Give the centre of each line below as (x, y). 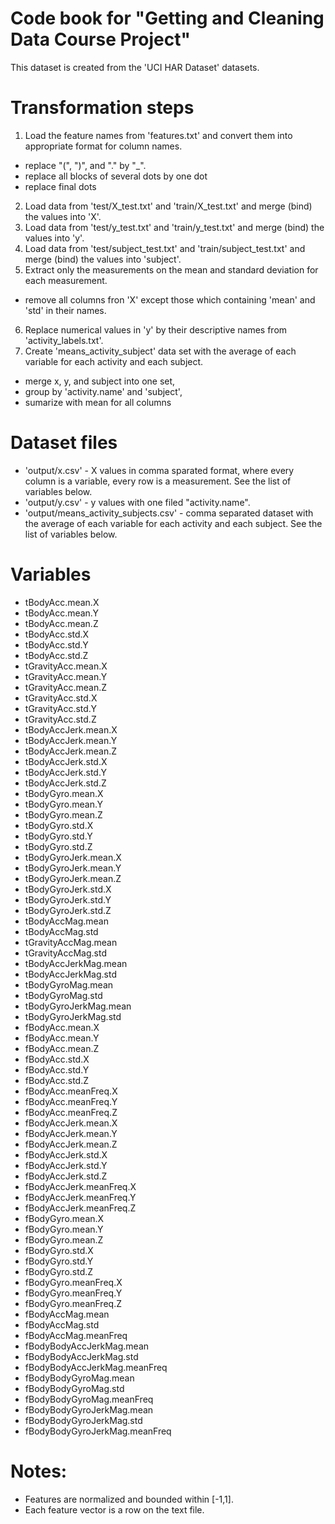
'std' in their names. (65, 310)
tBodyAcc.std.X (57, 634)
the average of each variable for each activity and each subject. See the (173, 523)
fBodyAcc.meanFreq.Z (71, 1112)
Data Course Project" (100, 39)
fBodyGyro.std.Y (59, 1261)
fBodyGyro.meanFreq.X (73, 1282)
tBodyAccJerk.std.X (66, 761)
